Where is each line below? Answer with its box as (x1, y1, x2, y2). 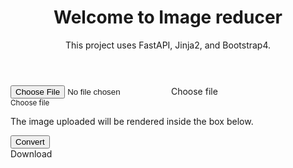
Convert (15, 136, 45, 147)
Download (10, 147, 53, 160)
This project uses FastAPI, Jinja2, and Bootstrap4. (64, 39, 272, 51)
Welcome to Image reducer (53, 6, 283, 29)
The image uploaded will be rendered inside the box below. (10, 115, 254, 127)
